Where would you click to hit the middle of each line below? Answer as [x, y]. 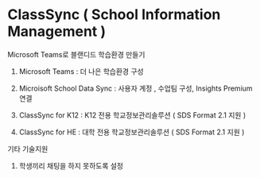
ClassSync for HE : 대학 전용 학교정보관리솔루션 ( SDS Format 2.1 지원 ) [132, 132]
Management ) [57, 31]
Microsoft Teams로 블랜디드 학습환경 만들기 [76, 54]
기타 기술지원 [28, 149]
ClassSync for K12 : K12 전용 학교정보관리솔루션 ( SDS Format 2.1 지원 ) [132, 115]
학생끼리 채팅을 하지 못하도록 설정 [71, 165]
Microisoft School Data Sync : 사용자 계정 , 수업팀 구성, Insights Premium [136, 88]
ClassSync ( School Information [114, 15]
